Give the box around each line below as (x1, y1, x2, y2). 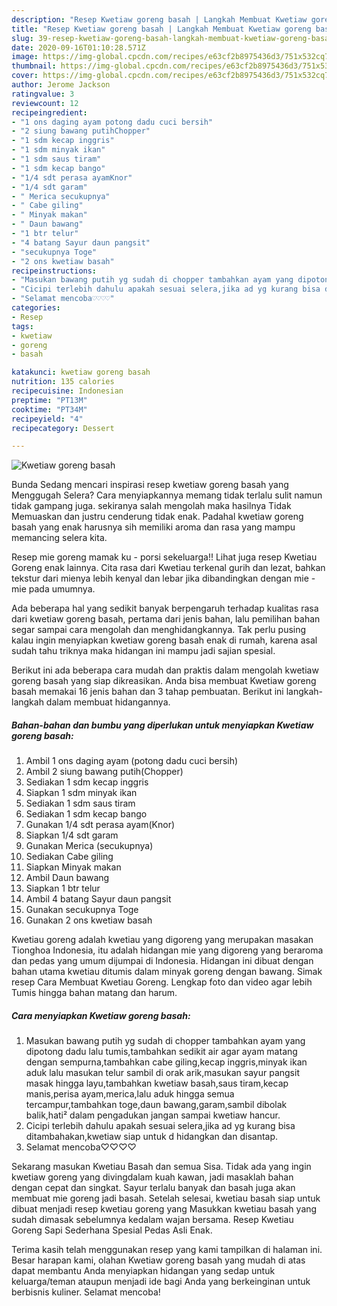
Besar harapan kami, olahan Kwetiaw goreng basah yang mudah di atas (11, 1254, 306, 1266)
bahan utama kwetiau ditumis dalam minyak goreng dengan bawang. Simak (11, 966, 323, 978)
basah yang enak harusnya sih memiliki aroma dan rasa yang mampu (11, 521, 296, 533)
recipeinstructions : (11, 266, 98, 276)
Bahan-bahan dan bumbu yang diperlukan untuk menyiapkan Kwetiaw (11, 719, 314, 731)
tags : (11, 321, 34, 331)
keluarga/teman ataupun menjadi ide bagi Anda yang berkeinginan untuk (11, 1276, 311, 1288)
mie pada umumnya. (11, 583, 96, 595)
